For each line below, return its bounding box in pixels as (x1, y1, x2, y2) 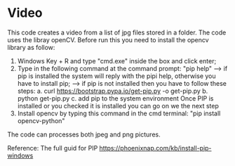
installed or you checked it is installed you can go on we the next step (17, 101, 220, 110)
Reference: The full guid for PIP (7, 143, 98, 152)
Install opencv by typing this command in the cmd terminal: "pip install (17, 109, 221, 117)
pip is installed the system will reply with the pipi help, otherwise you (17, 72, 216, 80)
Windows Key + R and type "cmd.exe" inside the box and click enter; (17, 56, 217, 65)
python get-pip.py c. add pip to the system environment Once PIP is (17, 94, 214, 103)
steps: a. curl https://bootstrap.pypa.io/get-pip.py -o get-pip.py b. (17, 87, 208, 95)
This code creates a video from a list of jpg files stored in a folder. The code (7, 28, 227, 37)
